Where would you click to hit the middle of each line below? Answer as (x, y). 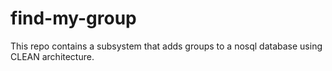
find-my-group (73, 18)
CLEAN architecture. (52, 56)
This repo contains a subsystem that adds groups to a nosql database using (166, 46)
